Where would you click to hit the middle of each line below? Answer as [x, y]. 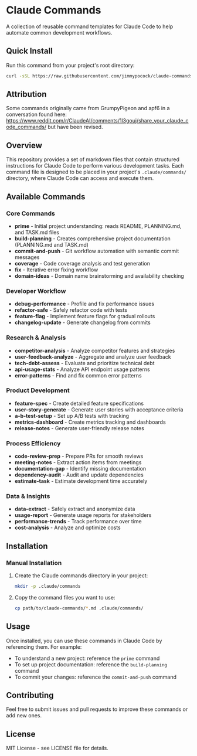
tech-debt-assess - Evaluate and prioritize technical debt [84, 363]
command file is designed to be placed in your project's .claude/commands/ [96, 172]
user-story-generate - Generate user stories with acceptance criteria [99, 409]
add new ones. [24, 716]
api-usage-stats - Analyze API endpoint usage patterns [82, 369]
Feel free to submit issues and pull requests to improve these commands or [97, 709]
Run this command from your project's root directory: [70, 65]
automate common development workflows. [59, 32]
